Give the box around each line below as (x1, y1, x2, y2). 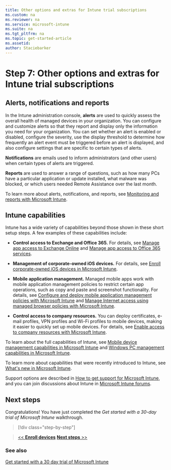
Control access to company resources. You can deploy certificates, (12, 313, 157, 319)
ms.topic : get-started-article (5, 36, 72, 41)
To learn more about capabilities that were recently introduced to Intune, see (5, 360, 166, 366)
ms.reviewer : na (5, 17, 40, 22)
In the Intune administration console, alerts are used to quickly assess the (5, 112, 160, 118)
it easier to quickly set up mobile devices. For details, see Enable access (12, 324, 164, 330)
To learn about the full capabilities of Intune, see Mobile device (5, 339, 137, 345)
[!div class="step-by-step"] (17, 425, 75, 431)
